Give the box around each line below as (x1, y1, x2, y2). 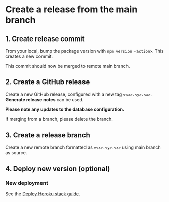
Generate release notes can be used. (5, 96, 84, 102)
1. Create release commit (5, 34, 85, 43)
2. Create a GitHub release (5, 77, 90, 87)
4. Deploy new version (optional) (5, 165, 110, 173)
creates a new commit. (5, 53, 53, 59)
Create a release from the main (5, 4, 138, 15)
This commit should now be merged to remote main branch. (5, 63, 130, 69)
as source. (5, 149, 27, 155)
